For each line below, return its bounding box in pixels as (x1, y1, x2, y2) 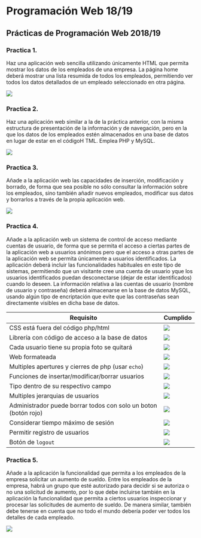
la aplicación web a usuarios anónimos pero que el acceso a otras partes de (6, 248, 194, 255)
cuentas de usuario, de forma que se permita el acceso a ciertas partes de (6, 242, 190, 249)
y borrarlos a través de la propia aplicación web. (6, 196, 126, 203)
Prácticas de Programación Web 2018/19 (6, 28, 162, 38)
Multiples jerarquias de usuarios (9, 392, 99, 400)
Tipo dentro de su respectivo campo (9, 381, 112, 390)
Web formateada (9, 353, 57, 361)
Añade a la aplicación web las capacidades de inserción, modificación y (6, 177, 184, 184)
